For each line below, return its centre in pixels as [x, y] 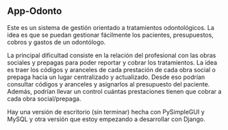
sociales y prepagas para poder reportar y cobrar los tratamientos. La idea [112, 62]
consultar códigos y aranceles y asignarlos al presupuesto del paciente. [109, 84]
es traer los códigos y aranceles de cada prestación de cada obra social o [111, 69]
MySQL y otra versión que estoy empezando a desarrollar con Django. [106, 119]
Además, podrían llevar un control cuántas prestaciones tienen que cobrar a [114, 91]
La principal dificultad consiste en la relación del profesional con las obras [112, 55]
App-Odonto [35, 11]
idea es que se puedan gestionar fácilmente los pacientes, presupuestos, [110, 35]
